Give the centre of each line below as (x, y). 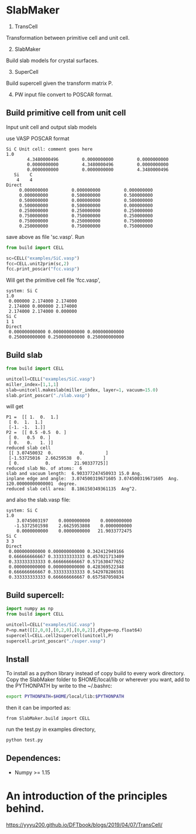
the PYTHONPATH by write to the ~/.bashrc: (59, 686)
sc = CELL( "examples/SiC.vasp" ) (43, 258)
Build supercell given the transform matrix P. (59, 83)
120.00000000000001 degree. (42, 484)
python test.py (25, 740)
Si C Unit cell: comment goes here (49, 149)
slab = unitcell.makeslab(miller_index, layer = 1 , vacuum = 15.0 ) (82, 390)
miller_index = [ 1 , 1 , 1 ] (32, 384)
